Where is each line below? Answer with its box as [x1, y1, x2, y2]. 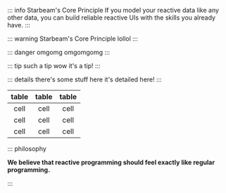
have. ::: [7, 21, 30, 29]
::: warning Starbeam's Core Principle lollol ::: [7, 34, 139, 43]
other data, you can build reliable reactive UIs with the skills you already [7, 13, 216, 22]
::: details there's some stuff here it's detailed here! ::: [7, 75, 162, 84]
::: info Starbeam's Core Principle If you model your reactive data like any [7, 6, 220, 14]
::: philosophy [7, 145, 47, 153]
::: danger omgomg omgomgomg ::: [7, 48, 111, 56]
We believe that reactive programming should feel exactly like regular [7, 158, 215, 166]
